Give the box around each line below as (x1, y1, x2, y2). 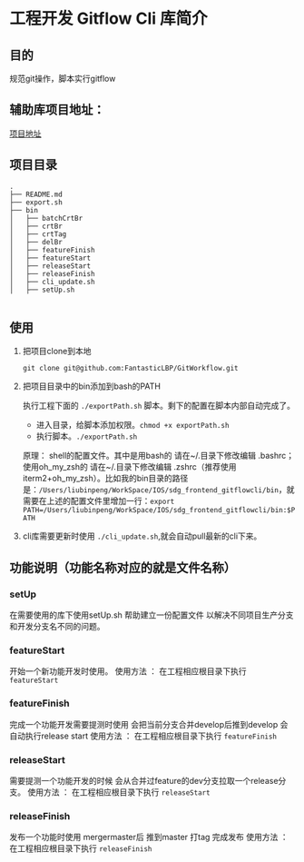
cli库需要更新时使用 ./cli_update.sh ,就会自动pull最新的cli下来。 (22, 530, 262, 541)
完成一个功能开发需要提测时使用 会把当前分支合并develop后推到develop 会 (9, 718, 289, 729)
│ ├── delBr (9, 237, 64, 246)
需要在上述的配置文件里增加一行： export (22, 496, 175, 507)
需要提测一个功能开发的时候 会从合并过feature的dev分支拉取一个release (9, 776, 279, 787)
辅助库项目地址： (9, 102, 105, 118)
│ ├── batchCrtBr (9, 213, 83, 223)
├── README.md (9, 190, 64, 199)
